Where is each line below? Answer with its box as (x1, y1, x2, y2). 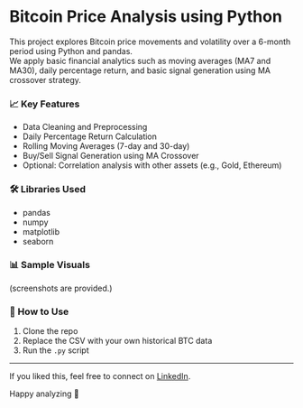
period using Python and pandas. (9, 45, 133, 56)
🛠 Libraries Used (9, 183, 87, 196)
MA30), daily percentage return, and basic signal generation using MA (9, 65, 271, 76)
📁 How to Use (9, 305, 69, 318)
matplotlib (22, 226, 60, 236)
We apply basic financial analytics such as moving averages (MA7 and (9, 55, 271, 66)
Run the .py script (22, 345, 90, 356)
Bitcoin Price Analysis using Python (9, 6, 282, 27)
